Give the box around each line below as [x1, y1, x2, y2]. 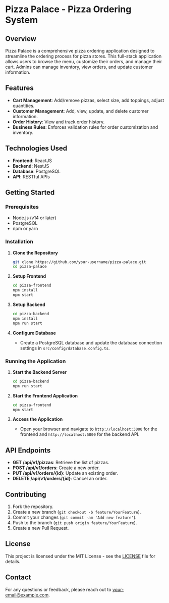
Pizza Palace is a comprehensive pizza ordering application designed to [5, 48, 155, 54]
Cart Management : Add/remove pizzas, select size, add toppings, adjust [12, 97, 164, 103]
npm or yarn [12, 226, 38, 232]
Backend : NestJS [12, 163, 49, 169]
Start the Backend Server [12, 369, 67, 375]
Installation [5, 238, 34, 245]
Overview [5, 34, 37, 43]
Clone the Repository [12, 249, 58, 256]
